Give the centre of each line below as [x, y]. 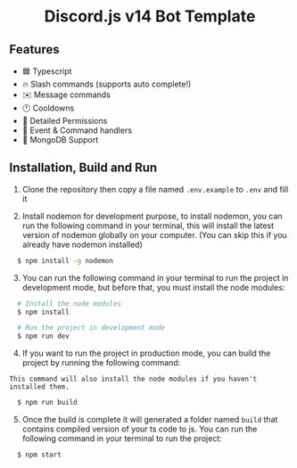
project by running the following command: [101, 363]
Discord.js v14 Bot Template [150, 16]
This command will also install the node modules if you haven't [133, 379]
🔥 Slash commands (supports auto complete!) [107, 84]
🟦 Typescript [47, 71]
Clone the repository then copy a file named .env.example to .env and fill [155, 189]
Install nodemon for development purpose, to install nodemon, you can [152, 216]
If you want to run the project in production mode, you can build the [146, 353]
